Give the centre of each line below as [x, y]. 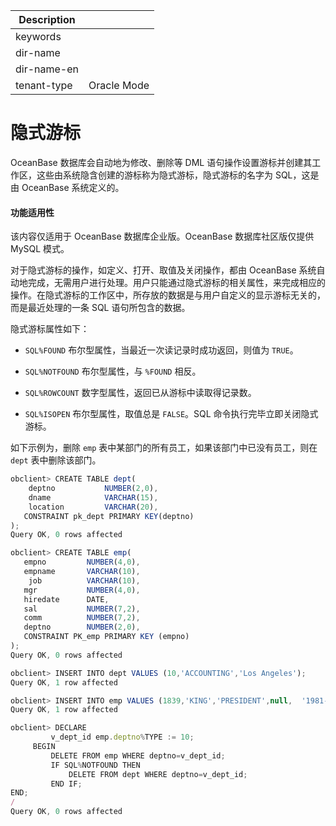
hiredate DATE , [66, 599]
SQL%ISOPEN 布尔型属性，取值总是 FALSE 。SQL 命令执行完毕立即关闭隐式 [171, 414]
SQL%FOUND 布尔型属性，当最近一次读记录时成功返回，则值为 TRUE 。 [161, 350]
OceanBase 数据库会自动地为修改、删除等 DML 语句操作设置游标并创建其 [161, 162]
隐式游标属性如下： [50, 329]
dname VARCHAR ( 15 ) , [93, 497]
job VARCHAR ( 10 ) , [84, 580]
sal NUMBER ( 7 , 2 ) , [82, 609]
